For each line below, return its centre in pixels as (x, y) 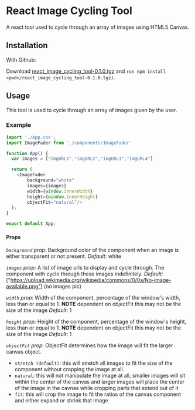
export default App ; (31, 224)
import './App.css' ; (31, 137)
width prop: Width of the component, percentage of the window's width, (93, 298)
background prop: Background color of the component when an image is (93, 250)
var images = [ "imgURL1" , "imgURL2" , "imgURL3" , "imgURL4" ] (82, 159)
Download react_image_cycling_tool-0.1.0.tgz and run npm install (86, 71)
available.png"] (24, 287)
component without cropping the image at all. (69, 369)
